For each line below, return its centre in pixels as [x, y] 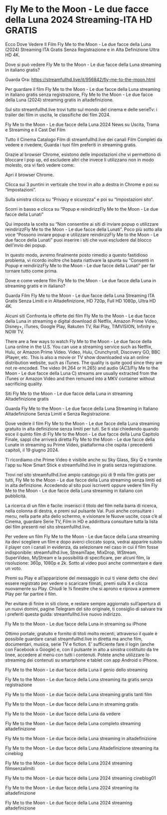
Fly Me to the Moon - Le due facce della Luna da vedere [63, 714]
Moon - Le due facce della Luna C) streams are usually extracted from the [81, 373]
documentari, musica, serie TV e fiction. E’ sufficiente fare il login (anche [80, 644]
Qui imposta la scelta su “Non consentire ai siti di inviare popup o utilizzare [82, 224]
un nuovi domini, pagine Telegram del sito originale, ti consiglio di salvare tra [84, 609]
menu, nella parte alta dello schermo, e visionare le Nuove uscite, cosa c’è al [84, 516]
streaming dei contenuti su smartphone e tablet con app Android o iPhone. [82, 660]
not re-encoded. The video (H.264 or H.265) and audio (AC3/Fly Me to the [82, 368]
